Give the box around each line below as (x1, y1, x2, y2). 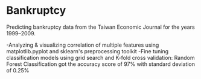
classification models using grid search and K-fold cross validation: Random (6, 54, 195, 61)
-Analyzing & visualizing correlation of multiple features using (6, 41, 159, 48)
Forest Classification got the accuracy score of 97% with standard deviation (6, 60, 195, 68)
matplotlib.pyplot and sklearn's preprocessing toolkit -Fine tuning (6, 47, 169, 54)
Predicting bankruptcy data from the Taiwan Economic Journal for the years (6, 23, 195, 31)
